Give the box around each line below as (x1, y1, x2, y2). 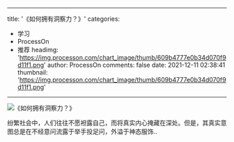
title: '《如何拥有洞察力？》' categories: (7, 15, 120, 23)
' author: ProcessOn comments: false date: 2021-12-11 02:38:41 (44, 61, 226, 69)
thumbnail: (17, 68, 48, 77)
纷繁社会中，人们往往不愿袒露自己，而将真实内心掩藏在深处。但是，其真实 (7, 119, 221, 127)
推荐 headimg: (17, 46, 59, 54)
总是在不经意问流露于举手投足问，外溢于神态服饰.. (13, 127, 158, 136)
